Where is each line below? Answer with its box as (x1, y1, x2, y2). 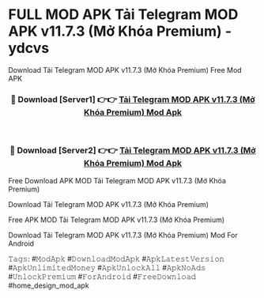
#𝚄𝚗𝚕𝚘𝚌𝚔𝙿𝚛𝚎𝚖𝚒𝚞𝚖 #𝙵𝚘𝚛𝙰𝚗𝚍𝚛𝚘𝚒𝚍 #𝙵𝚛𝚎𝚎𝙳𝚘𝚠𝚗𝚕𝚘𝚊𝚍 (8, 271, 196, 281)
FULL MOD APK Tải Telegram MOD (8, 6, 239, 24)
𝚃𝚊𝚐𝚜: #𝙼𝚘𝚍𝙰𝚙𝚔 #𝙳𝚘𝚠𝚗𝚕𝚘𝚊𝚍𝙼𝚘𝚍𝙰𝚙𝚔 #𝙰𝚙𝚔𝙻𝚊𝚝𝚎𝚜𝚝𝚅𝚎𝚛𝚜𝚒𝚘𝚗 (8, 254, 225, 263)
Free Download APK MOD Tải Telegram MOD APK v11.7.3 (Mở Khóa (8, 175, 227, 185)
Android (8, 239, 34, 248)
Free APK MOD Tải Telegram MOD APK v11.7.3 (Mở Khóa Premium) (8, 215, 225, 224)
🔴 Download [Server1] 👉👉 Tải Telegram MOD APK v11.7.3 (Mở (10, 93, 255, 104)
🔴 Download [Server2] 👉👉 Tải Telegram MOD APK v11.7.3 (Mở (9, 145, 256, 156)
